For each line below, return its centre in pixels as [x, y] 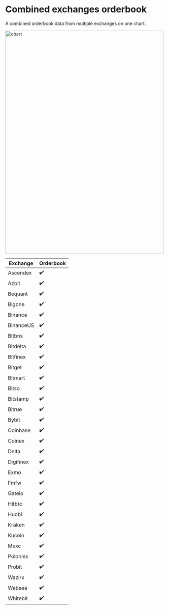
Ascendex [20, 273]
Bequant [18, 294]
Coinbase [19, 430]
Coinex [16, 441]
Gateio [16, 493]
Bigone [16, 304]
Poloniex [18, 557]
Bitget [15, 368]
